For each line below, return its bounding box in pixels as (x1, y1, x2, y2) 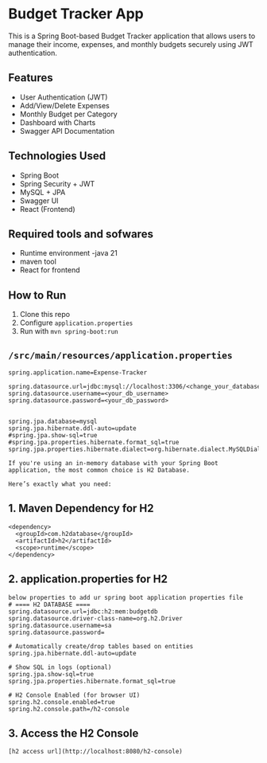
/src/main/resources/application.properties (8, 350, 233, 361)
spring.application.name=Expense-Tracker (8, 369, 148, 377)
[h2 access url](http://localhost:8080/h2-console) (8, 748, 183, 756)
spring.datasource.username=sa (8, 621, 112, 629)
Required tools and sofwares (8, 227, 153, 241)
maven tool (19, 256, 57, 267)
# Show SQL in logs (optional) (8, 663, 112, 671)
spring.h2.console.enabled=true (8, 698, 115, 706)
